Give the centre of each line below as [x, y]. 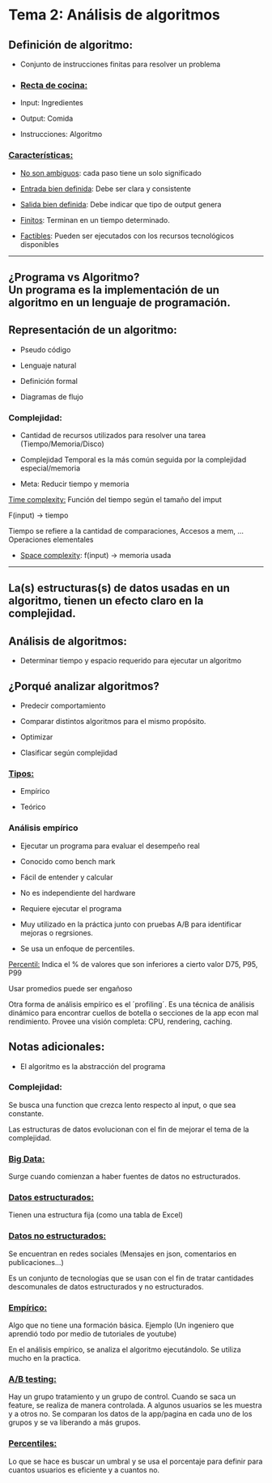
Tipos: [21, 773]
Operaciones [30, 539]
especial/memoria [50, 468]
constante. [26, 1113]
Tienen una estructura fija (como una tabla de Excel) [96, 1215]
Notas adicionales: [57, 1047]
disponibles [39, 244]
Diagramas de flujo [51, 396]
